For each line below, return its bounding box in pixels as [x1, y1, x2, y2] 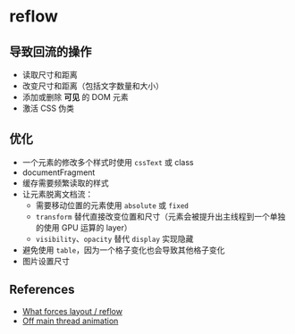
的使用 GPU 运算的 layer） [35, 221, 132, 233]
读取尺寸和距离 [21, 70, 78, 79]
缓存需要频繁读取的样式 [21, 177, 109, 188]
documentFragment [21, 167, 96, 178]
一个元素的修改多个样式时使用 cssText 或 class [21, 156, 194, 167]
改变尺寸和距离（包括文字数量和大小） [21, 80, 164, 91]
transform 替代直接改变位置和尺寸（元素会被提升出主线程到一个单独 [35, 211, 286, 221]
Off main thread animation [21, 315, 119, 326]
